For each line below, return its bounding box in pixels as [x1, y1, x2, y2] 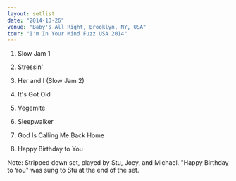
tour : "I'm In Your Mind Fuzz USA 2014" [7, 30, 128, 37]
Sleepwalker [17, 118, 54, 126]
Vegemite [17, 104, 46, 113]
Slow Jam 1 [17, 49, 51, 58]
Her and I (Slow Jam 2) [17, 77, 85, 85]
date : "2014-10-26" [7, 17, 65, 24]
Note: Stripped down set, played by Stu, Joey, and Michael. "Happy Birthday [7, 158, 229, 167]
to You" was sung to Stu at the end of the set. [7, 166, 139, 175]
